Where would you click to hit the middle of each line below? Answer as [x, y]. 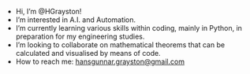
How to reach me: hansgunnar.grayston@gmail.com [100, 61]
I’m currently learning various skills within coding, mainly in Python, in [129, 28]
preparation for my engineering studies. [80, 36]
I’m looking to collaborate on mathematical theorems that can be [120, 45]
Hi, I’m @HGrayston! [49, 11]
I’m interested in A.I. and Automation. [76, 20]
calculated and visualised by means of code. [88, 53]
